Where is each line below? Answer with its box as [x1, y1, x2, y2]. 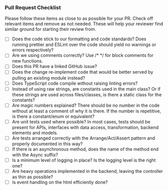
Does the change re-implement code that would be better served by [12, 69, 153, 75]
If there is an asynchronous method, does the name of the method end [12, 146, 159, 152]
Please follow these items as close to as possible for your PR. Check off [5, 16, 153, 22]
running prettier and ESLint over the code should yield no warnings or [12, 42, 156, 48]
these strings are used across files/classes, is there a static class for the [12, 91, 162, 97]
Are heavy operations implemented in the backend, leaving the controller [12, 168, 163, 174]
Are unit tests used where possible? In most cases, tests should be [12, 118, 150, 124]
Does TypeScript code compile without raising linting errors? [12, 80, 138, 86]
